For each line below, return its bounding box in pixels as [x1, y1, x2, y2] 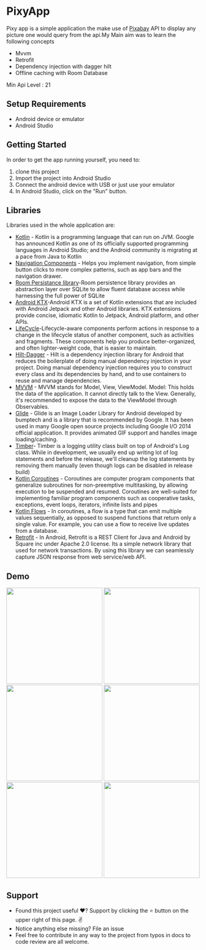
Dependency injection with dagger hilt [15, 63, 112, 70]
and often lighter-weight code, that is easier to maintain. [15, 344, 158, 351]
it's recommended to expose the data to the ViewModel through [15, 396, 177, 404]
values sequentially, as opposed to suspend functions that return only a [15, 514, 196, 522]
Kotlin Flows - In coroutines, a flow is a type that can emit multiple [15, 508, 182, 515]
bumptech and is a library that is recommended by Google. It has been [15, 416, 194, 423]
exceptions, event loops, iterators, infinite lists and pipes [15, 501, 158, 508]
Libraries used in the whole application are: [6, 221, 115, 229]
